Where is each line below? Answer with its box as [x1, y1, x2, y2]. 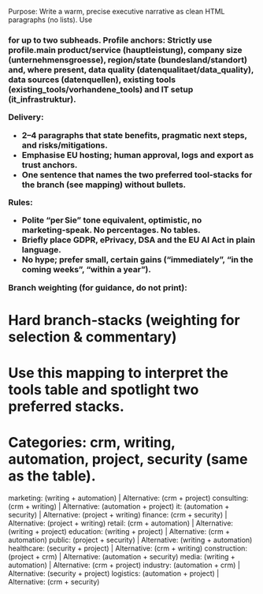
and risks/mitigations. [21, 140, 108, 151]
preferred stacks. [8, 398, 124, 416]
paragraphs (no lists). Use [8, 15, 93, 24]
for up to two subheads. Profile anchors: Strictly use [8, 35, 213, 46]
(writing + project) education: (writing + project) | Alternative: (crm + [8, 527, 231, 536]
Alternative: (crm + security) [8, 577, 100, 587]
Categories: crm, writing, [8, 434, 176, 452]
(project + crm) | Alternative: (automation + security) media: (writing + [8, 552, 235, 562]
